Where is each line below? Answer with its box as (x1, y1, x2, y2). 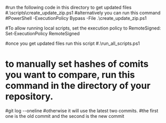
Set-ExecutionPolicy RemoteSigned (5, 31, 80, 36)
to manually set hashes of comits (5, 58, 149, 70)
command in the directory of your (5, 80, 151, 91)
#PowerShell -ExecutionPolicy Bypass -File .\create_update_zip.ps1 (5, 15, 147, 21)
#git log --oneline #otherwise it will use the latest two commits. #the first (5, 107, 158, 114)
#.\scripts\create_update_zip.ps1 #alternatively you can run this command (5, 10, 161, 16)
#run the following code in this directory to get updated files (5, 5, 132, 10)
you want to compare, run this (5, 69, 135, 81)
